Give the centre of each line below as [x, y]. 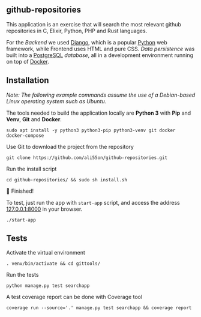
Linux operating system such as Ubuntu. [56, 101]
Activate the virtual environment [46, 253]
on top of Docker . [28, 61]
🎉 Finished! [20, 191]
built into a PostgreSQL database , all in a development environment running [100, 55]
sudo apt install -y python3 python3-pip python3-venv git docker [91, 130]
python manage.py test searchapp [48, 286]
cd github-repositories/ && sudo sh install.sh [67, 180]
